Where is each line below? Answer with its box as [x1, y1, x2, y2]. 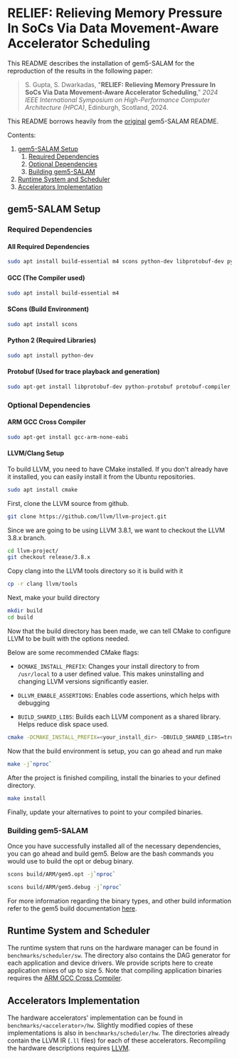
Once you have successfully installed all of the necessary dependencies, [7, 841, 221, 850]
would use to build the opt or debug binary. [7, 856, 134, 865]
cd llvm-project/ [7, 547, 59, 554]
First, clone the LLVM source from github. [7, 499, 129, 507]
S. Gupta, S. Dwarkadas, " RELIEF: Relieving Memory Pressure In [24, 80, 216, 88]
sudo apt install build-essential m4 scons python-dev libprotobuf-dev [7, 258, 224, 265]
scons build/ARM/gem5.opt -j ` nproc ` [7, 871, 116, 878]
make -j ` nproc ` [7, 760, 53, 768]
